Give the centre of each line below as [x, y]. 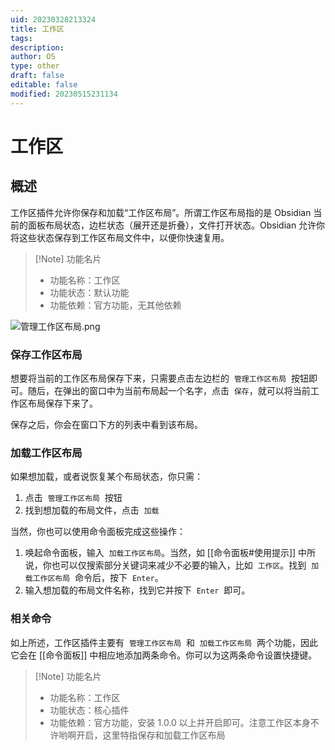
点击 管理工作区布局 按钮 [73, 498]
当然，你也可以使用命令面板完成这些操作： [98, 532]
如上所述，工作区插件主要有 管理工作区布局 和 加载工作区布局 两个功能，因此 [164, 642]
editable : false [44, 85]
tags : [21, 38]
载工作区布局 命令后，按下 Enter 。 [94, 578]
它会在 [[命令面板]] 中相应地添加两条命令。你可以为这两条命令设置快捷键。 [164, 655]
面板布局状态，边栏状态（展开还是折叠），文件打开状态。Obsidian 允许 [172, 225]
